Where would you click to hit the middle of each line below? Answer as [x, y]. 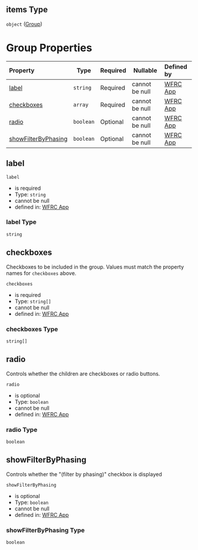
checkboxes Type [32, 329]
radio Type [22, 429]
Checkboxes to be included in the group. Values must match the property [95, 267]
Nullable [145, 70]
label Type [22, 222]
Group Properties [49, 48]
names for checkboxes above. [41, 273]
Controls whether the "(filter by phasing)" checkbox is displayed [84, 474]
